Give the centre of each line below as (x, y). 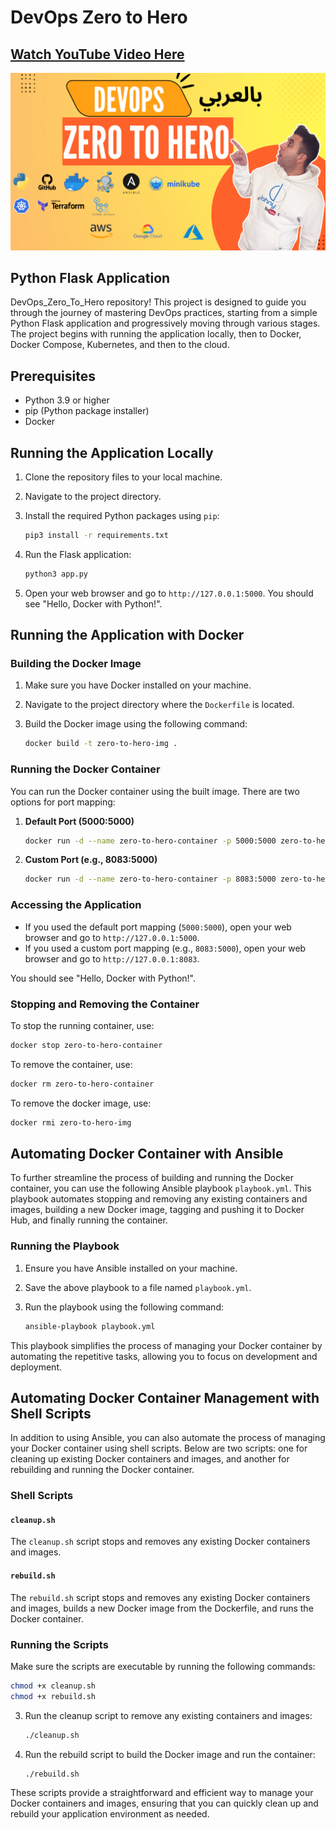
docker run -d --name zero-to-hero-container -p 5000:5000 (150, 841)
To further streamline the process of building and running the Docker (152, 1178)
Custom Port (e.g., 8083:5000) (91, 860)
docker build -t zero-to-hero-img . (101, 744)
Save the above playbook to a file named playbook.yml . (138, 1287)
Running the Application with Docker (127, 635)
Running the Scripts (59, 1644)
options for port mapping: (63, 802)
